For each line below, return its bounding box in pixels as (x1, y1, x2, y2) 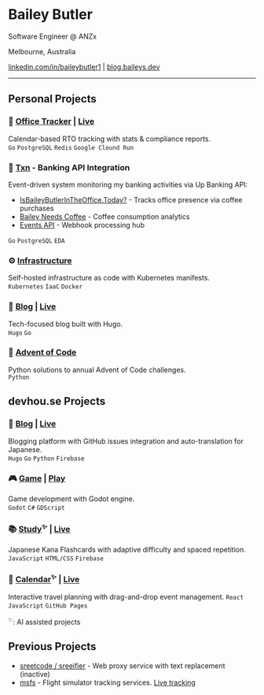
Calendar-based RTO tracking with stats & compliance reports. (8, 134, 211, 143)
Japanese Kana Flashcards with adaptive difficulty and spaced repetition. (8, 544, 246, 554)
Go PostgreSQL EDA (8, 236, 65, 245)
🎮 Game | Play (8, 473, 66, 484)
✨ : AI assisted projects (8, 616, 81, 626)
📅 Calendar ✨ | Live (8, 573, 80, 585)
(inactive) (19, 669, 51, 678)
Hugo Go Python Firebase (8, 455, 85, 463)
